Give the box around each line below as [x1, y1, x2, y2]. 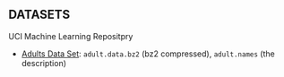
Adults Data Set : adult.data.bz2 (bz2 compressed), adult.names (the [21, 48, 275, 59]
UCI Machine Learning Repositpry [8, 30, 133, 41]
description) [21, 57, 67, 68]
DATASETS [8, 7, 71, 22]
